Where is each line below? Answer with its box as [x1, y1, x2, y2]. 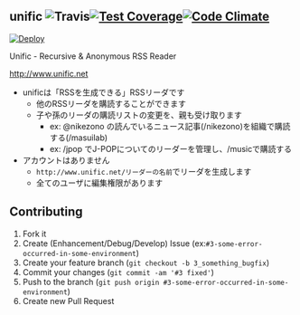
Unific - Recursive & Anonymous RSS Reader [9, 51, 177, 62]
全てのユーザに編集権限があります [35, 177, 164, 188]
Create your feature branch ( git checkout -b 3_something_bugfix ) [22, 257, 269, 268]
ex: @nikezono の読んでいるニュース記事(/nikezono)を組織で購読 [49, 120, 291, 131]
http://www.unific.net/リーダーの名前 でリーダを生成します [35, 166, 252, 177]
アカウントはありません [22, 155, 110, 166]
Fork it [22, 228, 47, 239]
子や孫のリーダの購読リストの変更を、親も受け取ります [35, 110, 242, 120]
